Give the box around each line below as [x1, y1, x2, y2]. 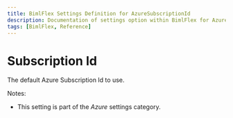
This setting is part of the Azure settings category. [17, 103, 161, 111]
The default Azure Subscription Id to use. [7, 76, 125, 84]
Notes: [7, 90, 26, 98]
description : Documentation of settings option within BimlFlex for [7, 17, 209, 24]
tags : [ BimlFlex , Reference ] [7, 23, 92, 30]
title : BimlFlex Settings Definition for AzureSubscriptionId [7, 10, 191, 17]
